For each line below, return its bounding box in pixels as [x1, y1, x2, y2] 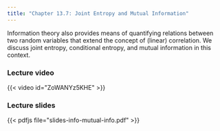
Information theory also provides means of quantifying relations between [7, 29, 214, 37]
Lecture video [7, 68, 55, 78]
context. [7, 51, 31, 59]
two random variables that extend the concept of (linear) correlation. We [7, 36, 212, 45]
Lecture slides [7, 100, 56, 110]
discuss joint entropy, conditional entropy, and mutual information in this [7, 43, 212, 51]
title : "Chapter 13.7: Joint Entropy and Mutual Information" [7, 10, 189, 17]
